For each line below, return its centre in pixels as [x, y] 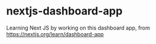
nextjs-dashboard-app [64, 11]
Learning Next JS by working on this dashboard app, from [78, 28]
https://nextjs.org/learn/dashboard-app [55, 34]
